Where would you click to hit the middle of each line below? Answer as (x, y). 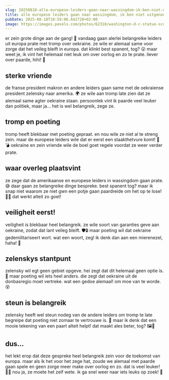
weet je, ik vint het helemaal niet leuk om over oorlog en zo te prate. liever (82, 55)
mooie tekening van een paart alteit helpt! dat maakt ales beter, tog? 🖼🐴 (80, 326)
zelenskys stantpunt (38, 259)
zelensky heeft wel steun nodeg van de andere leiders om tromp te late (79, 315)
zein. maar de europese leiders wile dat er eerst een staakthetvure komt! (80, 139)
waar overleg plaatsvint (43, 168)
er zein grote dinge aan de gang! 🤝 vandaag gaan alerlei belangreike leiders (83, 38)
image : (12, 24)
